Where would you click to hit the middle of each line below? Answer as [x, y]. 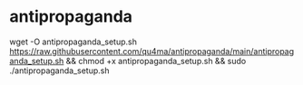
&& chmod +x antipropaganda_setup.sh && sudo [156, 61]
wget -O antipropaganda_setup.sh [73, 42]
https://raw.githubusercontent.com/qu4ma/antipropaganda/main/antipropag [152, 51]
